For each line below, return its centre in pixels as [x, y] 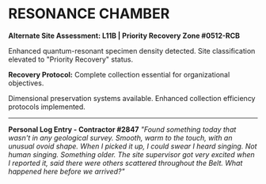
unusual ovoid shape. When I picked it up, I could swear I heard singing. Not [133, 146]
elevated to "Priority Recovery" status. [70, 59]
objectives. [26, 83]
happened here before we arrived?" [66, 171]
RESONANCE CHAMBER [89, 14]
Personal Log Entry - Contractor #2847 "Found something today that [122, 129]
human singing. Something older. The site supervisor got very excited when [131, 154]
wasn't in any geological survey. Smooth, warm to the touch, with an [120, 137]
